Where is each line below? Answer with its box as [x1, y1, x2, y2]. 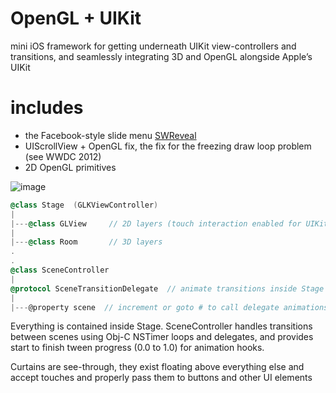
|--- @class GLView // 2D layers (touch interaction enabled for [10, 218, 302, 229]
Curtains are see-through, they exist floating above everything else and [10, 361, 305, 373]
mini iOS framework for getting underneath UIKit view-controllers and [10, 40, 297, 52]
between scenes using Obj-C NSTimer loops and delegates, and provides [10, 331, 314, 343]
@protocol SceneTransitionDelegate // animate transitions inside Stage [10, 283, 325, 294]
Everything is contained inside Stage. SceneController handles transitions [10, 320, 313, 332]
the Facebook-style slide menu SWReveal [24, 129, 197, 141]
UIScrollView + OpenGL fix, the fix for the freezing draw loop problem [24, 140, 312, 152]
